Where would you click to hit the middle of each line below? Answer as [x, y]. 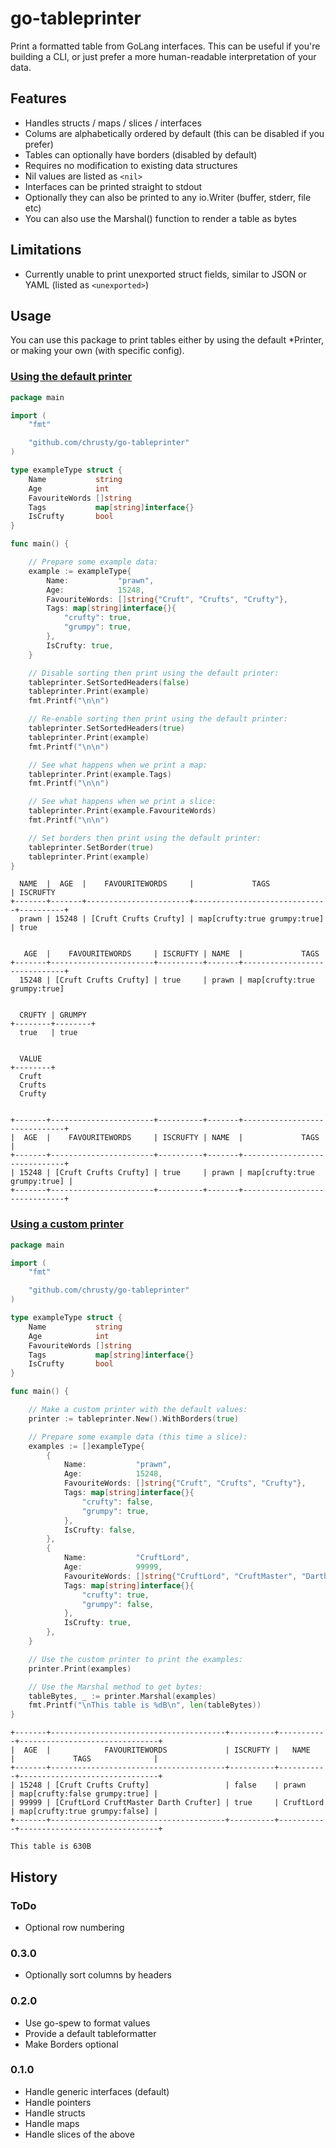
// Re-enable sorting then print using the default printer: [158, 719]
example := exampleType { [80, 571]
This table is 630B [51, 1847]
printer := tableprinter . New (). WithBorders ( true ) [134, 1418]
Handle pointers [58, 2102]
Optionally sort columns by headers [98, 1975]
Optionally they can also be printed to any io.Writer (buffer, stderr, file [168, 197]
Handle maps [52, 2123]
